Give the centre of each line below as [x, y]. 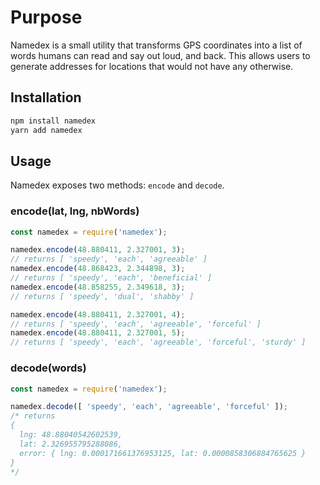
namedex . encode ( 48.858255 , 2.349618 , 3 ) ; [98, 287]
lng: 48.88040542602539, [71, 435]
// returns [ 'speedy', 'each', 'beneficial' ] [111, 278]
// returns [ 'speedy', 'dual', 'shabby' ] [102, 296]
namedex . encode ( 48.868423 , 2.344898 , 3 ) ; [98, 269]
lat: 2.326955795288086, [71, 444]
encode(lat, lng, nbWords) [75, 211]
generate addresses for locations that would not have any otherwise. [152, 66]
